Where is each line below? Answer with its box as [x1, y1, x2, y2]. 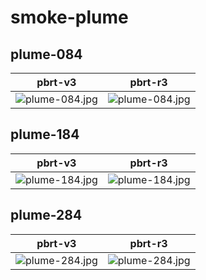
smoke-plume [10, 6, 129, 29]
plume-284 [10, 207, 83, 224]
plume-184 [10, 126, 80, 143]
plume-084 [10, 46, 83, 63]
